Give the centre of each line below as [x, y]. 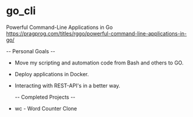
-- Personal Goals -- [31, 51]
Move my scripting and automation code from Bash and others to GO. [99, 63]
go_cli [21, 11]
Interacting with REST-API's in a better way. [68, 85]
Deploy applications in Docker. [52, 74]
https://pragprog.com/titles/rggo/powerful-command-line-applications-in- [97, 33]
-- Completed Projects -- [45, 97]
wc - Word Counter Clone [46, 108]
